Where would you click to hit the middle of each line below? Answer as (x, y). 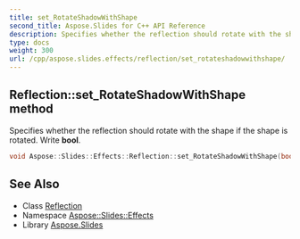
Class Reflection (52, 205)
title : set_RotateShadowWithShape (74, 17)
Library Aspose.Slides (62, 225)
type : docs (29, 42)
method (31, 109)
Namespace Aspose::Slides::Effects (88, 215)
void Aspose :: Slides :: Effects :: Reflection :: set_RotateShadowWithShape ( (145, 156)
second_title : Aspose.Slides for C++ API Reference (107, 26)
